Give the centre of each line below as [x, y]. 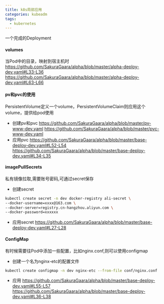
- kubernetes [23, 23]
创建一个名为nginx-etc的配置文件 [46, 261]
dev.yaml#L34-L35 [32, 155]
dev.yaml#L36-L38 [32, 297]
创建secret [23, 189]
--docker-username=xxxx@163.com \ [41, 203]
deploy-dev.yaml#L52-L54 [39, 145]
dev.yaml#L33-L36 [24, 72]
